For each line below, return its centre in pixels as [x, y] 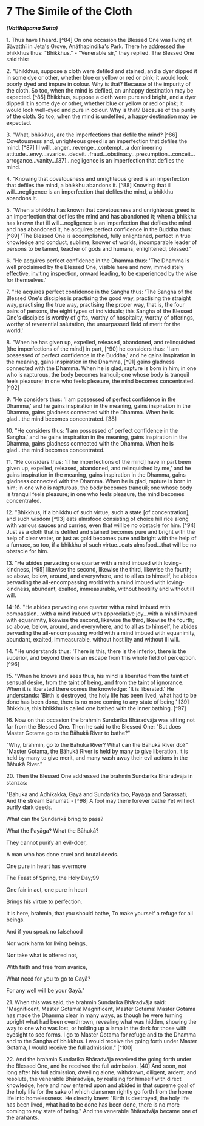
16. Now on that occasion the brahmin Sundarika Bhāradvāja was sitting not [101, 720]
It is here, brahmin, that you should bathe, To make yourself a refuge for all [100, 913]
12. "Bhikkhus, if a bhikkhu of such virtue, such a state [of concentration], [98, 512]
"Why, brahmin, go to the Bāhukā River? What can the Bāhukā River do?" [97, 744]
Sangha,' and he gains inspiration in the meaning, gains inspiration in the [97, 437]
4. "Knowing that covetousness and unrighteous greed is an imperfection [98, 178]
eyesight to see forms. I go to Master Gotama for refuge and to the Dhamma [101, 1034]
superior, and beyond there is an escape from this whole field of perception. [101, 657]
